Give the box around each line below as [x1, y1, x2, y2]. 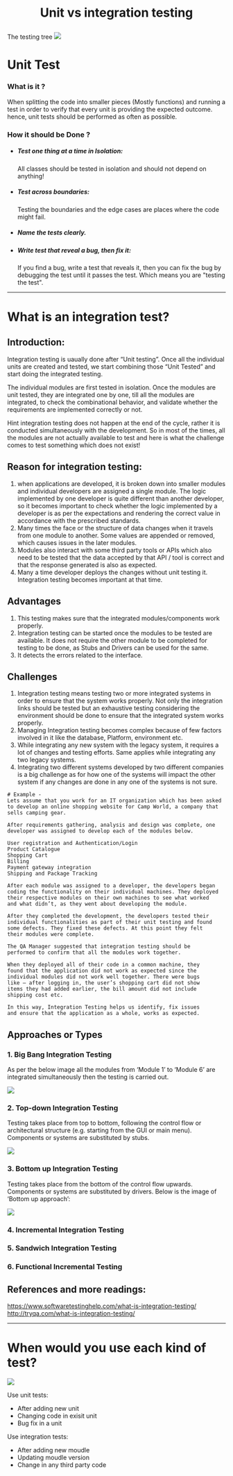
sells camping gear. [7, 810, 67, 816]
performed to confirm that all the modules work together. [7, 949, 182, 956]
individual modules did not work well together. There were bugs [7, 973, 200, 980]
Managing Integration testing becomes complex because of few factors [17, 726, 222, 735]
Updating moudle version [17, 1453, 90, 1462]
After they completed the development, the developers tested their [7, 913, 209, 920]
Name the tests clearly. [17, 228, 87, 237]
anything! [17, 171, 44, 180]
